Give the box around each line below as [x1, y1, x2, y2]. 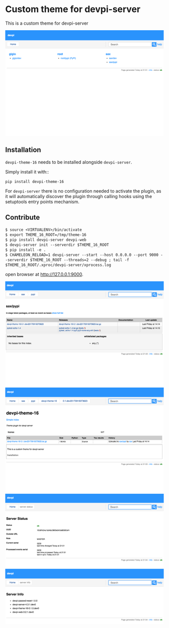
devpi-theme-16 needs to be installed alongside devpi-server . [5, 159, 132, 165]
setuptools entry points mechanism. [5, 199, 79, 205]
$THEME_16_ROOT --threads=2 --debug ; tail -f [30, 257, 129, 262]
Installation [5, 146, 41, 154]
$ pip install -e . [5, 247, 46, 252]
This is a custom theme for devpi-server [5, 20, 89, 26]
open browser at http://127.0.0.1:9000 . [5, 271, 83, 277]
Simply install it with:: [5, 168, 49, 174]
